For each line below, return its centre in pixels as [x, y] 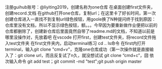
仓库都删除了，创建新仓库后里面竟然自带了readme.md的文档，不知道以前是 [80, 31]
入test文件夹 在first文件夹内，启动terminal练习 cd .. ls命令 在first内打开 [75, 43]
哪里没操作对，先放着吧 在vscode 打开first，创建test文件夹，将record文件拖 [81, 37]
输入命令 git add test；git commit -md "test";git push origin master [75, 61]
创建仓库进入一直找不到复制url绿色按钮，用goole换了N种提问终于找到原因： [81, 19]
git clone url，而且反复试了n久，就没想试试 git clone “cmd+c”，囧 [83, 55]
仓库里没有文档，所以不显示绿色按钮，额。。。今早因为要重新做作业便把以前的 [81, 25]
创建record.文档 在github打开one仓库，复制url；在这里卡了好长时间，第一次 [81, 13]
